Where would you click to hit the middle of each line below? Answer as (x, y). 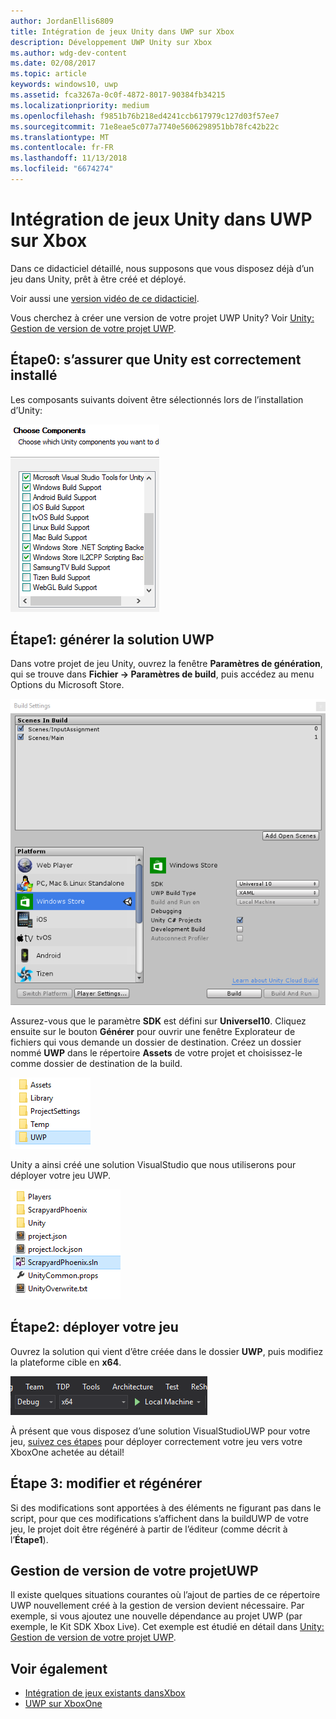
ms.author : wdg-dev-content (69, 53)
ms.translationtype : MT (60, 137)
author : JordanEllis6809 (62, 21)
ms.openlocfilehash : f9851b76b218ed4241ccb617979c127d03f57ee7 (145, 116)
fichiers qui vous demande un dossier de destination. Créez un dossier (156, 1042)
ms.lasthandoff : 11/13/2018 (69, 158)
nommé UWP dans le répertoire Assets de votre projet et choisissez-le (156, 1052)
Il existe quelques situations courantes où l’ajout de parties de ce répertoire (165, 1595)
